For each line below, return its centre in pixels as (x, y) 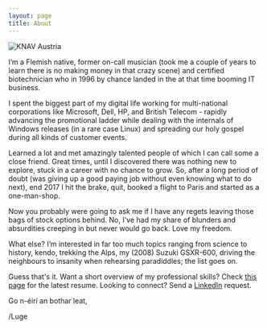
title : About (30, 23)
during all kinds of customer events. (68, 137)
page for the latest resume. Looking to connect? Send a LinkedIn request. (130, 285)
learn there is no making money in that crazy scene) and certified (117, 70)
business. (24, 87)
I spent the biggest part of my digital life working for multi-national (118, 103)
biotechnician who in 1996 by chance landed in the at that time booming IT (132, 79)
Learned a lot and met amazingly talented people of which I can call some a (133, 153)
